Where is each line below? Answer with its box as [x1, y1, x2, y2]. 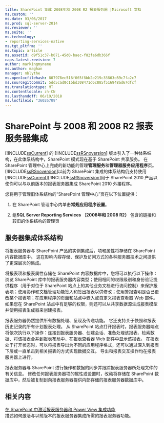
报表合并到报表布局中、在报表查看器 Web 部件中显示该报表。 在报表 [21, 336, 159, 342]
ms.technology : [5, 35, 36, 40]
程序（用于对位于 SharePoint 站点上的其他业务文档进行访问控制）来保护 [9, 282, 154, 288]
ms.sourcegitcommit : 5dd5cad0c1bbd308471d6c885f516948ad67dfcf [5, 80, 137, 85]
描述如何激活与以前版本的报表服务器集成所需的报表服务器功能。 [5, 412, 133, 419]
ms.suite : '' [5, 30, 32, 35]
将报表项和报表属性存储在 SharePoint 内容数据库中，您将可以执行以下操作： [5, 270, 158, 276]
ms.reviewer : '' [5, 25, 38, 30]
